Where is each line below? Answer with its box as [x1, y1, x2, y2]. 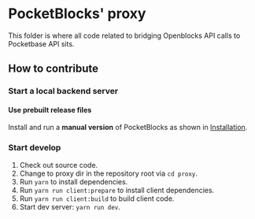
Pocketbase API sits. [8, 39, 75, 48]
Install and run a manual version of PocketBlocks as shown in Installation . [8, 123, 248, 132]
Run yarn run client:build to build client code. [19, 194, 175, 203]
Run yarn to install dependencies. [19, 176, 128, 186]
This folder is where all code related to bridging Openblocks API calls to [8, 31, 241, 40]
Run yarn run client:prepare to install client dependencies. [19, 185, 215, 195]
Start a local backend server [8, 86, 119, 97]
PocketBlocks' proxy [8, 5, 146, 23]
